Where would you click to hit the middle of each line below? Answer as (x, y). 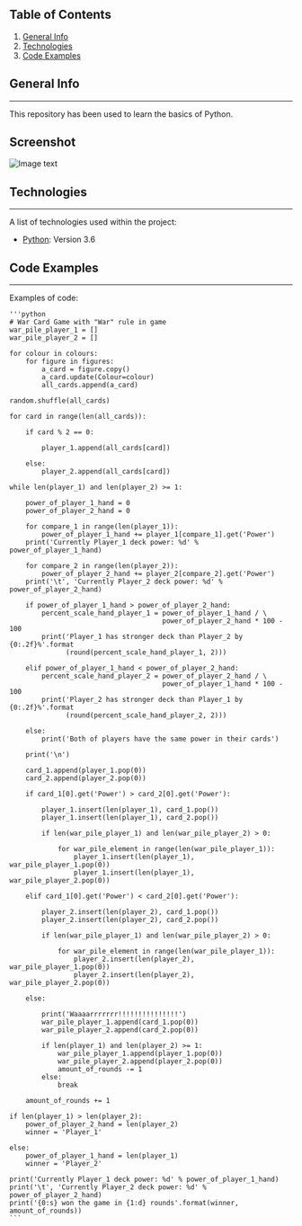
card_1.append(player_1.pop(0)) (86, 771)
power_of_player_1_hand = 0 (78, 503)
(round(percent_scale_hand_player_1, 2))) (147, 653)
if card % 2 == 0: (60, 432)
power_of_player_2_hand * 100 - (222, 621)
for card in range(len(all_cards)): (78, 417)
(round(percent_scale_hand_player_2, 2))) (147, 715)
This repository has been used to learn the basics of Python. (121, 114)
